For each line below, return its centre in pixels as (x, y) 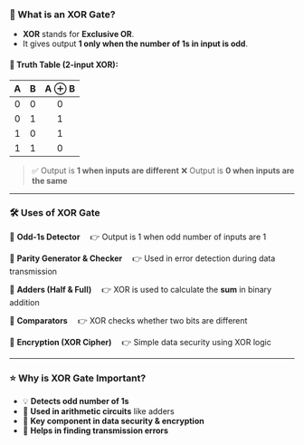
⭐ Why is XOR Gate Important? (78, 378)
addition (25, 302)
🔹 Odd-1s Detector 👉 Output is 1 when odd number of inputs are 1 (138, 237)
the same (49, 180)
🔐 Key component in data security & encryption (114, 421)
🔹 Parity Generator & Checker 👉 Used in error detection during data (142, 258)
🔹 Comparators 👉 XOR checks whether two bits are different (128, 320)
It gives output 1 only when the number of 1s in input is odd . (135, 44)
